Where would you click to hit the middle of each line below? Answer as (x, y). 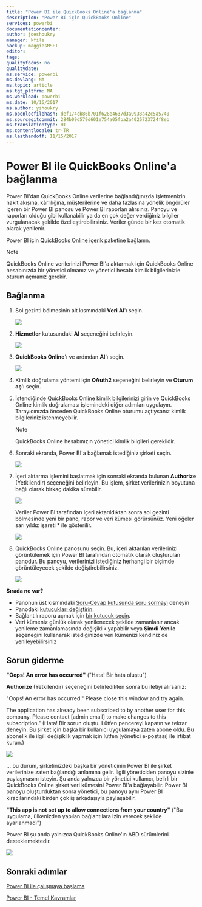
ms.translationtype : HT (36, 125)
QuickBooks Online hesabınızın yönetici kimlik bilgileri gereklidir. (95, 441)
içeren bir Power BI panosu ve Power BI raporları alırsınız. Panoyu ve (92, 209)
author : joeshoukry (31, 35)
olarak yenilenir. (26, 228)
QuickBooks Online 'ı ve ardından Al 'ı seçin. (70, 357)
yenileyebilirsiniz (36, 641)
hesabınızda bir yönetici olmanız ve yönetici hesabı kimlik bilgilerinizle (93, 270)
